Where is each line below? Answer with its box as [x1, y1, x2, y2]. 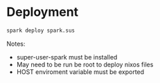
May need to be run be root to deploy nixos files [16, 60, 154, 68]
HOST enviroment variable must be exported [16, 67, 145, 76]
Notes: [6, 39, 26, 48]
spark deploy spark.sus [6, 27, 75, 34]
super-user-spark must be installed [16, 53, 118, 61]
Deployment [6, 4, 79, 20]
